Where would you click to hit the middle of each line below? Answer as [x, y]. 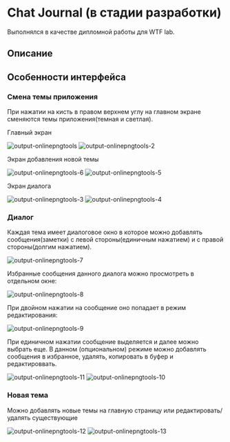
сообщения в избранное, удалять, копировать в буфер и [90, 356]
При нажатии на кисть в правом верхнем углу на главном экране [104, 112]
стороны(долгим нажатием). [49, 247]
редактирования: [32, 315]
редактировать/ [199, 410]
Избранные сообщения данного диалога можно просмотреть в [101, 273]
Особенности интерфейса [66, 77]
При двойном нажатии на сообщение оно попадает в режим [97, 308]
